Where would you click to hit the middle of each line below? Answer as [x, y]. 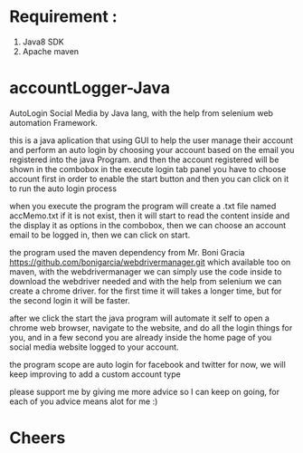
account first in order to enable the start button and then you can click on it [149, 178]
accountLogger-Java [90, 88]
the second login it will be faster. [70, 300]
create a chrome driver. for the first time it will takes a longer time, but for [146, 291]
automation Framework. [53, 122]
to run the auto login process [63, 188]
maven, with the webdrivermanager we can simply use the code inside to [146, 271]
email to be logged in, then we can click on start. [100, 235]
